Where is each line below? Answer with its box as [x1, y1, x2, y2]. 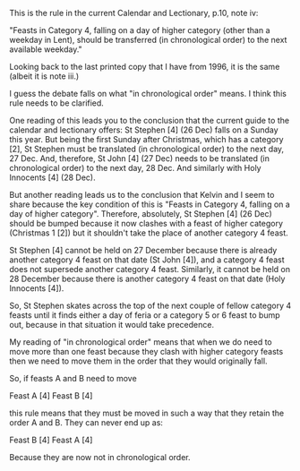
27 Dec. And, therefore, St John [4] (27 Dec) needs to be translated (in [9, 153, 270, 164]
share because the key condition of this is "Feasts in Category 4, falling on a [9, 199, 291, 210]
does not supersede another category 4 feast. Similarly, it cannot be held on [9, 264, 291, 274]
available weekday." [9, 44, 82, 55]
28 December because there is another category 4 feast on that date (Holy [9, 273, 286, 284]
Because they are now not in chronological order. [9, 452, 191, 462]
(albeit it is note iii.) [9, 71, 80, 81]
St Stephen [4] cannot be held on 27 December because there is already [9, 245, 278, 255]
